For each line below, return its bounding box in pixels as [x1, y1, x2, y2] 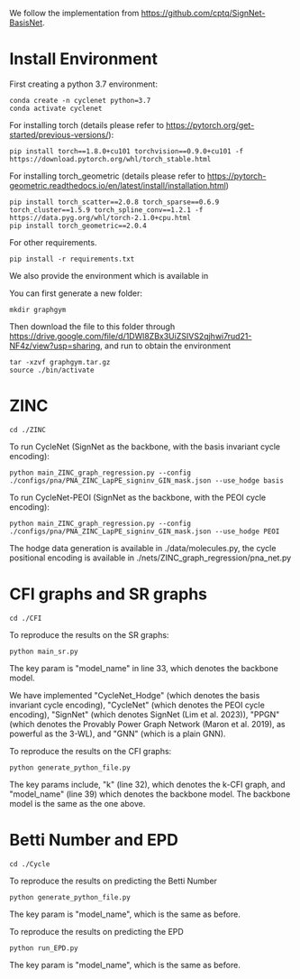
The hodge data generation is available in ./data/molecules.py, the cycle [9, 542, 277, 553]
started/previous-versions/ [9, 129, 109, 140]
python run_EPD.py [9, 943, 78, 953]
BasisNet [9, 17, 43, 28]
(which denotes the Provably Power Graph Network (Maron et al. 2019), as [9, 718, 286, 729]
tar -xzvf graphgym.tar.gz [9, 357, 111, 366]
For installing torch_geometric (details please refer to [9, 171, 205, 181]
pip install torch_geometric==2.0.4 [9, 221, 147, 230]
